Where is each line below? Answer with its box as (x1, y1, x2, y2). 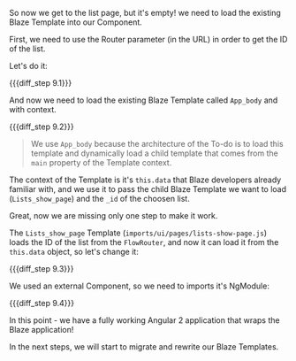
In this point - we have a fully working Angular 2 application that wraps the (9, 315, 280, 326)
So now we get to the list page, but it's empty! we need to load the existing (9, 8, 281, 18)
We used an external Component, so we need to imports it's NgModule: (9, 280, 269, 291)
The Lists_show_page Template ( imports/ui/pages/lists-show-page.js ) (9, 227, 268, 238)
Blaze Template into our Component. (9, 17, 143, 27)
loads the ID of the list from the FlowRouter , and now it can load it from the (9, 237, 279, 247)
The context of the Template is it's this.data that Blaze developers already (9, 174, 282, 185)
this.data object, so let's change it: (9, 247, 139, 257)
